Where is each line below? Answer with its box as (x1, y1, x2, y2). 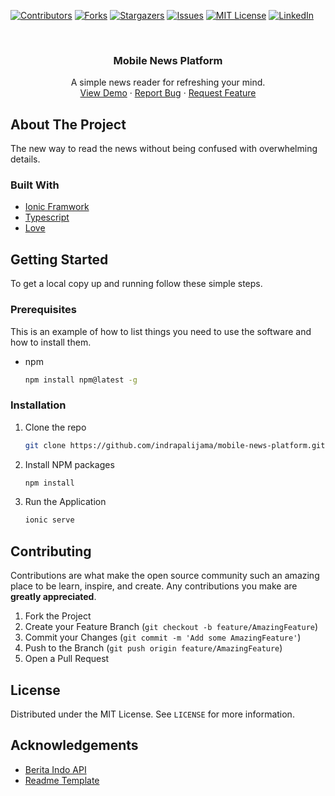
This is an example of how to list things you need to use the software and (10, 325, 312, 337)
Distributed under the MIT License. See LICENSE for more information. (10, 708, 295, 720)
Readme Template (24, 774, 100, 786)
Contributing (10, 543, 92, 560)
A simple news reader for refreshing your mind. (70, 76, 266, 89)
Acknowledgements (10, 737, 139, 754)
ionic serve (24, 515, 75, 525)
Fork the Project (24, 610, 92, 622)
